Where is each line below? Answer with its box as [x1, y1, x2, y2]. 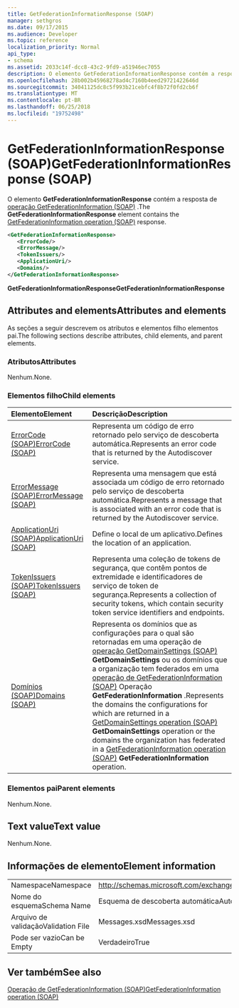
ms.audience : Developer [7, 30, 78, 38]
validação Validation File [11, 922, 90, 932]
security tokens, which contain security [92, 599, 224, 609]
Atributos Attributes [7, 356, 77, 366]
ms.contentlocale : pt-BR [7, 97, 81, 104]
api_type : [7, 51, 37, 58]
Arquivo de [11, 912, 48, 922]
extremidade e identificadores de [92, 572, 203, 582]
